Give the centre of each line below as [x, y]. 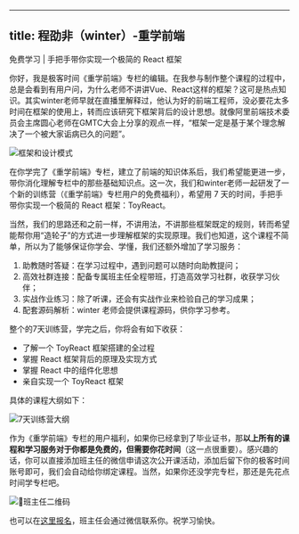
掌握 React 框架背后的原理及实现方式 [89, 358]
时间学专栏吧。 [36, 482]
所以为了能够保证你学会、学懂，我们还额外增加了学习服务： [133, 246]
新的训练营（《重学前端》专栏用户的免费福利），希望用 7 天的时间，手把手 [149, 193]
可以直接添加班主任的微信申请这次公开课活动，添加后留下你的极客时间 [161, 460]
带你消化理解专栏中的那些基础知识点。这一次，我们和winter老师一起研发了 [145, 183]
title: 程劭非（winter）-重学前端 [97, 36]
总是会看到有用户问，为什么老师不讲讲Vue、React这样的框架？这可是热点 [144, 89]
